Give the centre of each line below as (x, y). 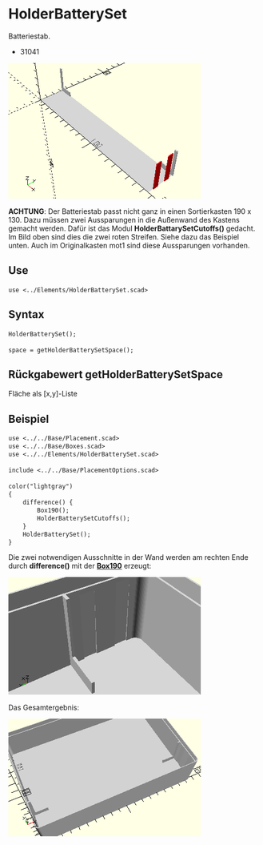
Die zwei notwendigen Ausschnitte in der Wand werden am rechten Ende (129, 557)
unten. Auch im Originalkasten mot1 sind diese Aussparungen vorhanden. (129, 245)
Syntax (26, 314)
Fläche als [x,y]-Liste (43, 394)
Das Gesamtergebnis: (44, 708)
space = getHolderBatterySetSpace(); (71, 350)
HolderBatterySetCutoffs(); (84, 519)
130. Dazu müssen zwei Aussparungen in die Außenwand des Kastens (124, 219)
